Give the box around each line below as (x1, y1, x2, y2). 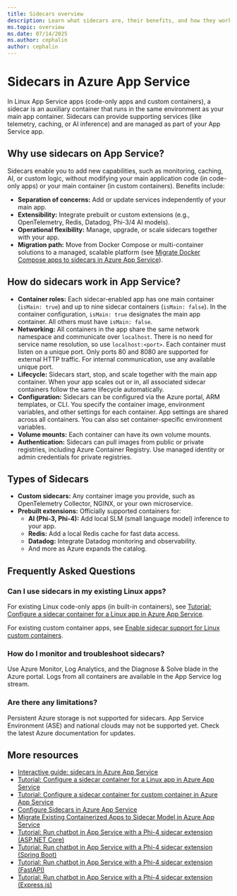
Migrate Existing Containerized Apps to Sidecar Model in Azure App (17, 813, 215, 822)
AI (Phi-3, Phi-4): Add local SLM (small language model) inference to (28, 515, 229, 523)
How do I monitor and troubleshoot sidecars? (7, 648, 165, 658)
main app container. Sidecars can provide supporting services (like (7, 112, 202, 120)
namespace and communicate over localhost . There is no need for (17, 332, 213, 340)
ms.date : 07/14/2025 (7, 30, 68, 38)
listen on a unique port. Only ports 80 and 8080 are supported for (17, 348, 209, 356)
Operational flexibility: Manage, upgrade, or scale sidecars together (17, 225, 217, 234)
